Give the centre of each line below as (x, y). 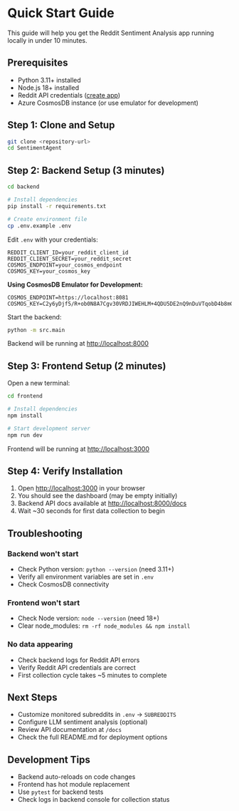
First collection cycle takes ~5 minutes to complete (92, 675)
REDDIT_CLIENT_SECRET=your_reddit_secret (70, 259)
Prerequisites (38, 63)
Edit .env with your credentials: (53, 239)
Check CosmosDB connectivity (63, 584)
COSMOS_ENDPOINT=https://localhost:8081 (68, 297)
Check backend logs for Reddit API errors (79, 660)
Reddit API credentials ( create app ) (69, 95)
